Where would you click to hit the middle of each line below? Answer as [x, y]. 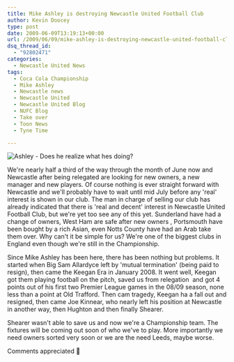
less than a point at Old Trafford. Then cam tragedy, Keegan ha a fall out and [117, 294]
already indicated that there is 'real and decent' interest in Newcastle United [116, 207]
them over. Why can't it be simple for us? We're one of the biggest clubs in [114, 236]
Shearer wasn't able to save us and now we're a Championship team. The [113, 323]
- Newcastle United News [49, 66]
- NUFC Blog [31, 111]
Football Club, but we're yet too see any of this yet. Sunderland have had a [114, 214]
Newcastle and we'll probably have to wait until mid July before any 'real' [112, 192]
